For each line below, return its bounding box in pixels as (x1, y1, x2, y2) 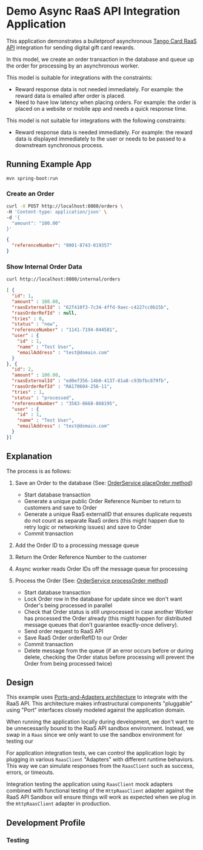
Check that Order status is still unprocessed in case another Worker (24, 608, 194, 615)
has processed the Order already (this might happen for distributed (24, 615, 192, 622)
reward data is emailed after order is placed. (15, 92, 126, 99)
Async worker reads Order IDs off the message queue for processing (15, 565, 188, 573)
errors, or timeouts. (6, 768, 55, 776)
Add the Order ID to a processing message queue (15, 542, 139, 549)
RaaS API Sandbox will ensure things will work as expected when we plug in (6, 793, 196, 801)
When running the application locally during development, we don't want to (6, 718, 194, 725)
